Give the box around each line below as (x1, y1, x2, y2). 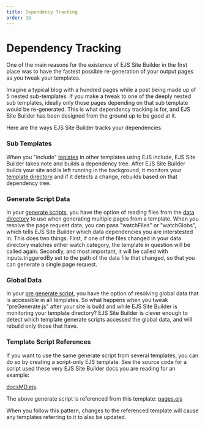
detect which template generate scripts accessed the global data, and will (6, 316, 193, 323)
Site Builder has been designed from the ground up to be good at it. (6, 112, 177, 119)
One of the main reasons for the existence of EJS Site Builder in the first (6, 61, 188, 69)
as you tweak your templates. (6, 74, 81, 81)
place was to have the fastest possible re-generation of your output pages (6, 68, 194, 75)
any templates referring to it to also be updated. (6, 413, 127, 420)
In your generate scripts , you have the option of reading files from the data (6, 209, 195, 216)
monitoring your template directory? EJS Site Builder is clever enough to (6, 309, 188, 317)
